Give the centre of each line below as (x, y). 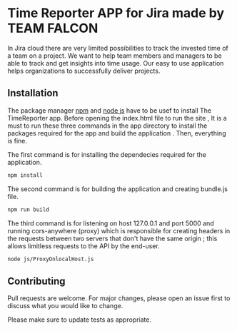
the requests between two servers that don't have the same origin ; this (112, 238)
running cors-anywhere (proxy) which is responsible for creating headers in (119, 230)
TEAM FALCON (53, 28)
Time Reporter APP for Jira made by (116, 13)
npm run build (29, 209)
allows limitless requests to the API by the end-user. (84, 246)
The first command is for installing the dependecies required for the (107, 154)
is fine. (17, 141)
